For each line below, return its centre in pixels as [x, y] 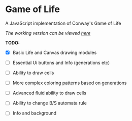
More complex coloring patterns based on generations [70, 83]
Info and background [35, 113]
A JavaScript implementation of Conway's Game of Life [63, 23]
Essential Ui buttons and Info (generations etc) [61, 63]
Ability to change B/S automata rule [50, 103]
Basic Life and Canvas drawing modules [55, 52]
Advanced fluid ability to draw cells [49, 93]
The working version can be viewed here [48, 33]
